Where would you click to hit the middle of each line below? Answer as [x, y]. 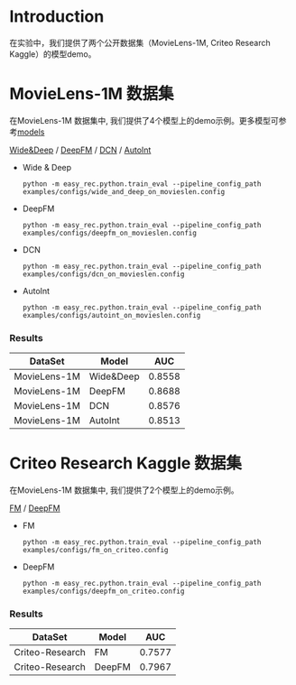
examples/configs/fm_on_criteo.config [95, 551]
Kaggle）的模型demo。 [53, 54]
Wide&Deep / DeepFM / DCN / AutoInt [80, 150]
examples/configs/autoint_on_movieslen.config [111, 315]
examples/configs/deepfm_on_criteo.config [103, 592]
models [31, 132]
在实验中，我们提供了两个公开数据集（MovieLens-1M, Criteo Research [140, 42]
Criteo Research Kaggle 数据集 [125, 463]
